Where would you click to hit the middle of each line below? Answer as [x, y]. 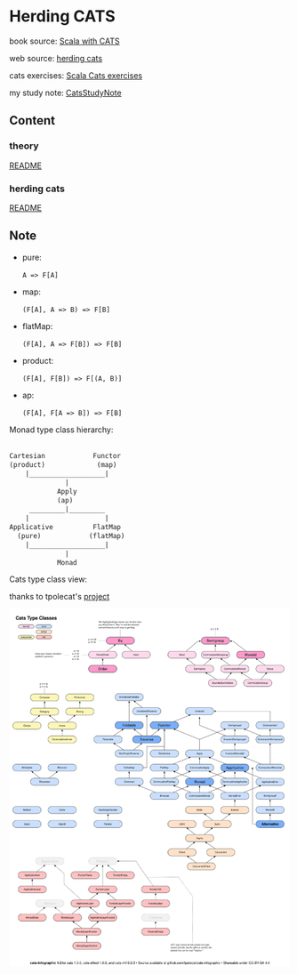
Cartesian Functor [65, 455]
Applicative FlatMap [65, 527]
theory [24, 146]
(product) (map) [63, 464]
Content [32, 121]
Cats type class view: [48, 579]
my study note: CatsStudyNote [65, 93]
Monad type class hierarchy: [61, 430]
